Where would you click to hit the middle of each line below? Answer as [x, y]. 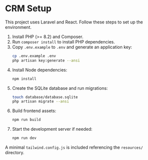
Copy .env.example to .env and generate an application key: [72, 47]
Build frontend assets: [34, 111]
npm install [24, 79]
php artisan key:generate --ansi [46, 60]
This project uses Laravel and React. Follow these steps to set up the [74, 22]
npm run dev [24, 138]
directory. [15, 153]
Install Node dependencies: [39, 70]
